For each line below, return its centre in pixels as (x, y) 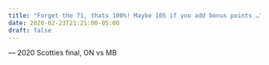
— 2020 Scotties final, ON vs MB (63, 53)
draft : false (30, 30)
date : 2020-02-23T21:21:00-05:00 (64, 23)
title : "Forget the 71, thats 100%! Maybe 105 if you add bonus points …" (136, 15)
